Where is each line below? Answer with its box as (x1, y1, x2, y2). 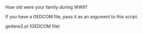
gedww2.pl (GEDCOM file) (5, 23, 60, 29)
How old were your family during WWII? (5, 4, 88, 10)
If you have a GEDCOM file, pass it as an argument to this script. (5, 14, 138, 19)
